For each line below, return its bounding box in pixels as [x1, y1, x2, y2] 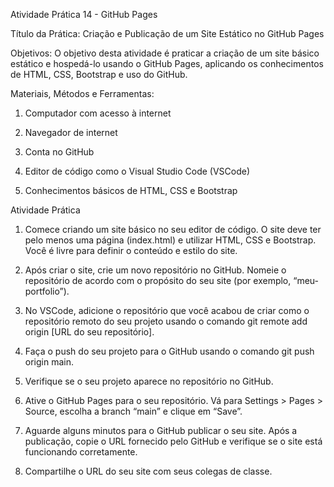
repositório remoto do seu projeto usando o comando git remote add [24, 315, 308, 327]
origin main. [24, 356, 74, 368]
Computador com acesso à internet [24, 107, 172, 119]
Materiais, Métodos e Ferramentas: [10, 88, 155, 99]
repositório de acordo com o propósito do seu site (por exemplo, [24, 275, 292, 286]
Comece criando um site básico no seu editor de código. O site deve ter [24, 224, 322, 235]
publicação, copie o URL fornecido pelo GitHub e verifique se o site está [24, 435, 323, 447]
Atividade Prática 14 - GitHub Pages [10, 9, 158, 20]
